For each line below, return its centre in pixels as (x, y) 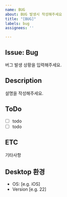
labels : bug (17, 23)
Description (23, 81)
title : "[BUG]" (21, 19)
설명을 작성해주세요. (24, 93)
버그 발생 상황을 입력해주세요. (33, 65)
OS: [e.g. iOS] (26, 184)
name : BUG (15, 10)
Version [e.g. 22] (29, 189)
